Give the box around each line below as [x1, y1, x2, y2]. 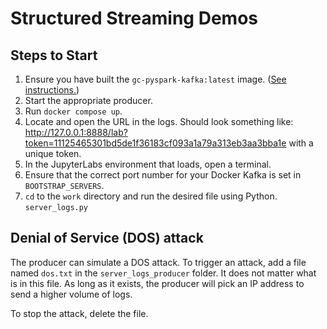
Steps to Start [10, 47, 98, 64]
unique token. [24, 148, 82, 159]
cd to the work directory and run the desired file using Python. [24, 190, 278, 202]
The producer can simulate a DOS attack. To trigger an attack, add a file [10, 256, 307, 268]
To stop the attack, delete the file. [10, 307, 149, 319]
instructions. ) [24, 84, 80, 96]
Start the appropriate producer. [24, 95, 153, 106]
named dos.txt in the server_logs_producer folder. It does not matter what [10, 267, 317, 279]
